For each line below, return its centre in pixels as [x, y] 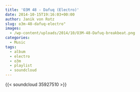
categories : [17, 38]
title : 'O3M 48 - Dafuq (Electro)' [42, 10]
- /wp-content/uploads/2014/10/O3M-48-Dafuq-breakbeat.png [72, 33]
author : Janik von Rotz [30, 19]
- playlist [21, 65]
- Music [18, 42]
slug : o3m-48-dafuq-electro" [35, 24]
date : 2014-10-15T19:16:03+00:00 [40, 14]
